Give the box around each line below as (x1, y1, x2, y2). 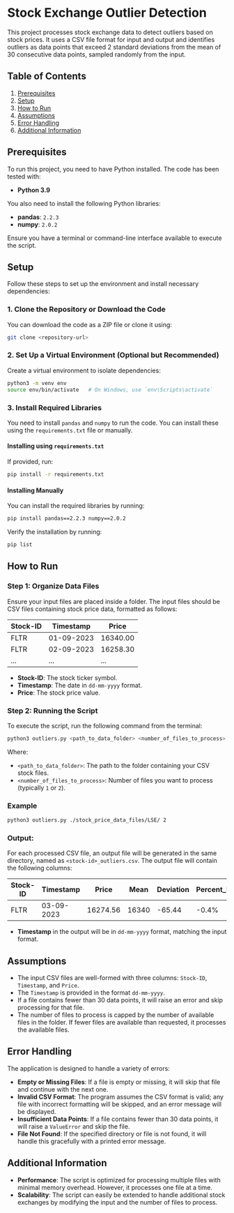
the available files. (17, 1025, 70, 1034)
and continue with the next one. (17, 1085, 109, 1093)
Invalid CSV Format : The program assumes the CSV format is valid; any (17, 1092, 224, 1101)
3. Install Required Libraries (7, 402, 102, 412)
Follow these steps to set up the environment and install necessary (7, 280, 199, 288)
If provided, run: (7, 458, 54, 466)
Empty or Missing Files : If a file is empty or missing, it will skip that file (17, 1078, 221, 1086)
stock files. (17, 769, 49, 777)
